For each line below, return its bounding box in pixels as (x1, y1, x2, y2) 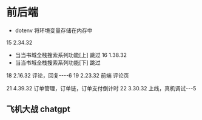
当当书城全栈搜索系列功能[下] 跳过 (15, 59, 101, 66)
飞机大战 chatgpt (6, 104, 71, 115)
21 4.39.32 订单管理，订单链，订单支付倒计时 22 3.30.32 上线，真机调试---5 (6, 84, 197, 92)
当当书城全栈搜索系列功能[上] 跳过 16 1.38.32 (15, 51, 127, 58)
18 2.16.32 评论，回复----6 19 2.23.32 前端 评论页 (6, 72, 129, 79)
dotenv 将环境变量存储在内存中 (15, 27, 93, 34)
